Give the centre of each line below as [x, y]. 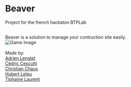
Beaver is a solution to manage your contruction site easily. [66, 37]
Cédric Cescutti [21, 63]
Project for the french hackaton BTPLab [46, 22]
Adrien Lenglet [20, 58]
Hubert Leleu [19, 74]
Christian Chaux [22, 68]
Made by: [15, 53]
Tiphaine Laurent [23, 79]
